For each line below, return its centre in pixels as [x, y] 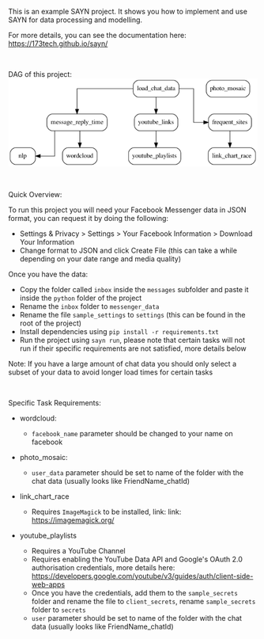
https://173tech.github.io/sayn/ [58, 44]
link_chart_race [44, 496]
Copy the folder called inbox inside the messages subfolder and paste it [134, 290]
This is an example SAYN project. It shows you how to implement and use [128, 11]
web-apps [48, 584]
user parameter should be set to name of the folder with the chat [137, 618]
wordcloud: [38, 418]
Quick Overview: [35, 195]
